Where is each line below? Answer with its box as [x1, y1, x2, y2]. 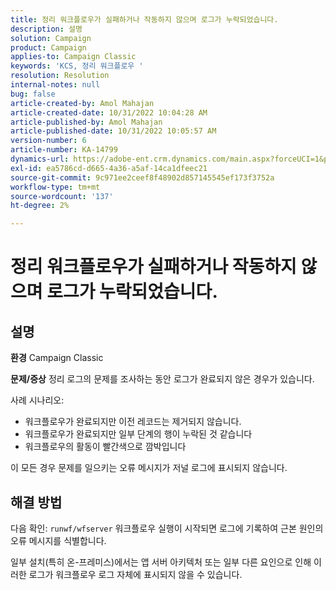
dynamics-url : [10, 154, 70, 164]
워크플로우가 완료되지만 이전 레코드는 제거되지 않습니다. [24, 416, 242, 428]
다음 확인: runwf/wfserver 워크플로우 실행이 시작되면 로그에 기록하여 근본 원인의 [10, 522, 324, 534]
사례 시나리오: [10, 394, 65, 406]
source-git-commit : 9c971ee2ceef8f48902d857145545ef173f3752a [10, 172, 275, 183]
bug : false [10, 89, 56, 99]
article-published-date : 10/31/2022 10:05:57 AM [10, 126, 217, 136]
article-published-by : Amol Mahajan [10, 117, 163, 127]
